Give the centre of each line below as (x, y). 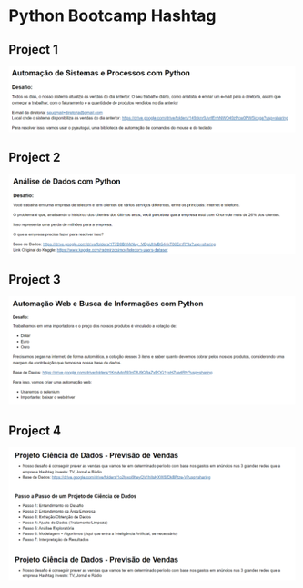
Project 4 (35, 430)
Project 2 (35, 158)
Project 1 (33, 50)
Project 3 (35, 279)
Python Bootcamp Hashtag (112, 16)
